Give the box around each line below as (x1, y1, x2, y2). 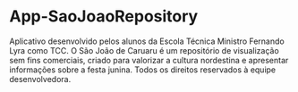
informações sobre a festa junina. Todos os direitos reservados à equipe (9, 64, 277, 75)
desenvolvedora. (9, 73, 72, 84)
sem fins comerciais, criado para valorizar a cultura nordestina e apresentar (9, 54, 289, 65)
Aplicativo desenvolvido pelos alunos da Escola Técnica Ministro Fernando (9, 36, 285, 46)
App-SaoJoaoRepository (9, 6, 199, 27)
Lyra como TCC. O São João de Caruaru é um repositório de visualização (9, 45, 279, 55)
